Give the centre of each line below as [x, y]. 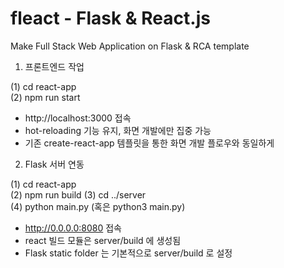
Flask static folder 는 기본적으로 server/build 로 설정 [128, 253]
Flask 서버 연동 [54, 164]
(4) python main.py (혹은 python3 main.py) [98, 206]
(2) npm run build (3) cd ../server [78, 194]
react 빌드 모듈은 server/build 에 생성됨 [103, 240]
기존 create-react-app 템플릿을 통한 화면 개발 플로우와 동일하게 [149, 143]
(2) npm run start [45, 97]
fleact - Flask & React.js [110, 18]
